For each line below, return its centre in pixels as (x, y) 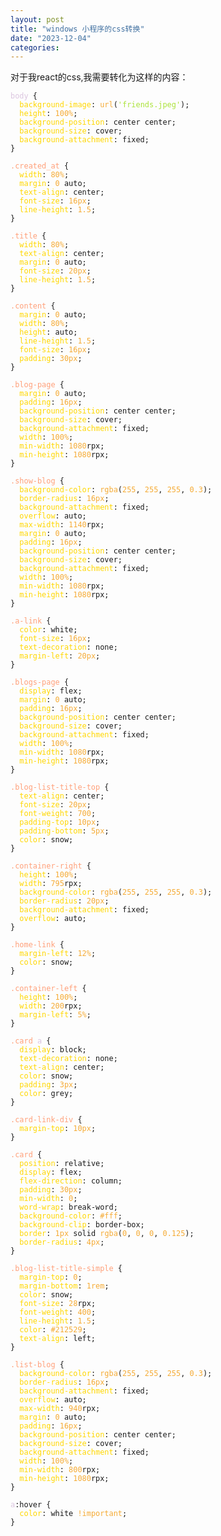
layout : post (37, 19)
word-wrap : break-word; (68, 1207)
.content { (33, 306)
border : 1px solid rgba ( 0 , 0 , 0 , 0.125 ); (107, 1234)
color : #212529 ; (53, 1330)
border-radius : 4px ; (62, 1242)
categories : (35, 47)
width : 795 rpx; (51, 884)
